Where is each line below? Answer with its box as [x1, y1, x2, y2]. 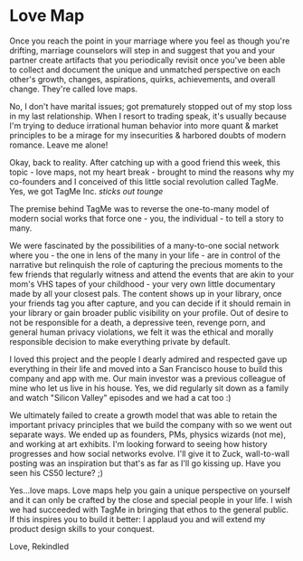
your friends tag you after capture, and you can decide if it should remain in [9, 298, 291, 309]
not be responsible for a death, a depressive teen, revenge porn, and [9, 317, 266, 328]
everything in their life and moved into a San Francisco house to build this [9, 363, 283, 374]
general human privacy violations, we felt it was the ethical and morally [9, 327, 274, 338]
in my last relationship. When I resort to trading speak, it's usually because [9, 110, 287, 121]
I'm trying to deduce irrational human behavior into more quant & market [9, 119, 279, 131]
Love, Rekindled [9, 540, 70, 552]
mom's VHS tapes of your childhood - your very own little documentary [9, 278, 276, 290]
